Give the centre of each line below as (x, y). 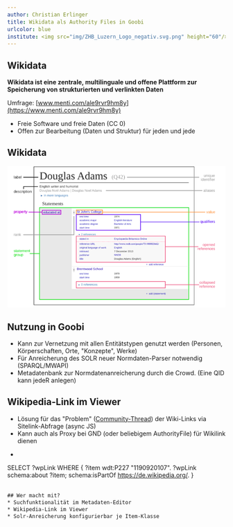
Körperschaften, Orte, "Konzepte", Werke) (77, 350)
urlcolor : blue (29, 29)
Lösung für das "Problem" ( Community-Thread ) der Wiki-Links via (112, 418)
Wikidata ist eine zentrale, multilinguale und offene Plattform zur (102, 82)
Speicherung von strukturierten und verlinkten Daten (86, 89)
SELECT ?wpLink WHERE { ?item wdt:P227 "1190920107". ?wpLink (102, 467)
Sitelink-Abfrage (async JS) (57, 426)
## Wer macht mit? (34, 495)
